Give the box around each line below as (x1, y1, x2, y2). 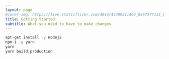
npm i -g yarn (5, 39, 35, 45)
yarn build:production (5, 48, 53, 54)
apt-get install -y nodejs (5, 35, 62, 40)
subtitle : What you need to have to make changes (5, 21, 112, 26)
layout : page (5, 7, 33, 12)
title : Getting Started (5, 16, 55, 21)
